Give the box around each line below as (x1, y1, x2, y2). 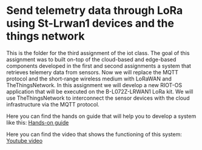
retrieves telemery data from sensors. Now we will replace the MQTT (6, 68, 179, 76)
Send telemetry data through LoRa (6, 4, 183, 18)
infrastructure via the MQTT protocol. (6, 100, 100, 108)
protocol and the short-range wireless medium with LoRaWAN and (6, 75, 172, 82)
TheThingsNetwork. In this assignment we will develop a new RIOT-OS (6, 81, 183, 88)
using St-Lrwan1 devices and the (6, 16, 175, 30)
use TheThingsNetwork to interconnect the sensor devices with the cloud (6, 94, 190, 102)
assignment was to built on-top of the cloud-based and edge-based (6, 56, 177, 63)
